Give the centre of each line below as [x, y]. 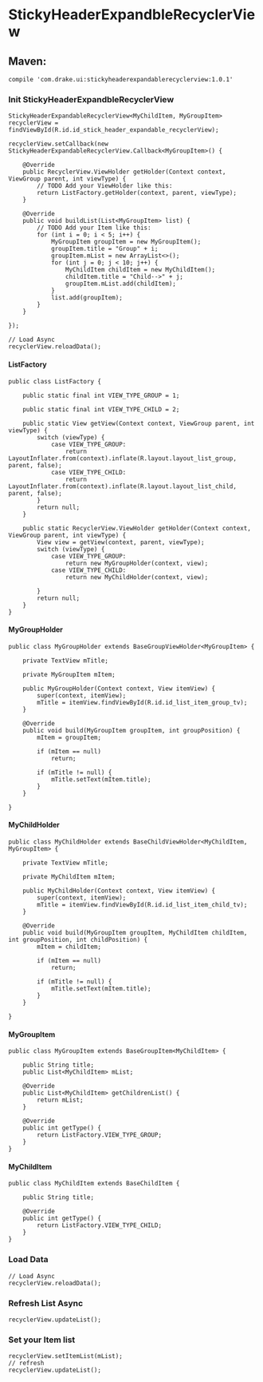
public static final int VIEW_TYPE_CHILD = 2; [101, 409]
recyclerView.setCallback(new [59, 144]
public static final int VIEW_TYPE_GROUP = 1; [101, 395]
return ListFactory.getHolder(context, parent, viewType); [137, 193]
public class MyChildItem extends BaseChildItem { [94, 1184]
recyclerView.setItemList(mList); [66, 1356]
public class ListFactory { [55, 381]
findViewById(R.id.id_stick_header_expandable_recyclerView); [114, 130]
